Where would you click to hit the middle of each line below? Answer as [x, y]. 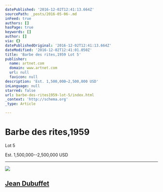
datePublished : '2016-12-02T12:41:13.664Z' [50, 9]
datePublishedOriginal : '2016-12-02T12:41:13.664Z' [58, 45]
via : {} [13, 41]
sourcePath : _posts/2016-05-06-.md [41, 14]
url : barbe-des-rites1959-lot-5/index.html [50, 95]
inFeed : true [18, 18]
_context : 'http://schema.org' [37, 100]
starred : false [20, 90]
